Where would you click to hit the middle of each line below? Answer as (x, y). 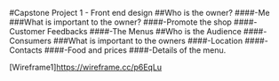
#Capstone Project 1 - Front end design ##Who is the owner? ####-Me (139, 13)
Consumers (30, 40)
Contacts (26, 50)
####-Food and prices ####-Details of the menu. (135, 50)
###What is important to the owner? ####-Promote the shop (121, 22)
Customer (28, 31)
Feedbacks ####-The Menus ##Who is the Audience (144, 31)
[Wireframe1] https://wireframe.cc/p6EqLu (86, 67)
